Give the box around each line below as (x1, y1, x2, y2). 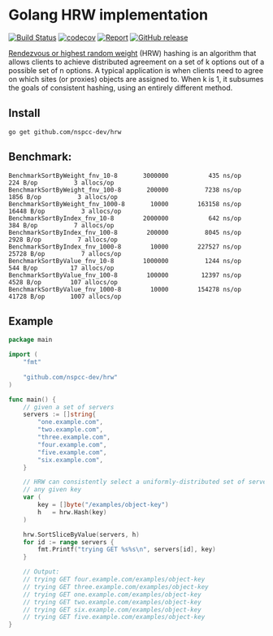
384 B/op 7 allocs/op (8, 221, 115, 229)
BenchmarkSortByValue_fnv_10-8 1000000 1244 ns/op (8, 257, 242, 265)
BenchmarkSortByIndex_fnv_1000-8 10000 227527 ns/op (8, 242, 242, 251)
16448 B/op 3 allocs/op (8, 207, 122, 215)
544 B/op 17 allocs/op (8, 264, 115, 272)
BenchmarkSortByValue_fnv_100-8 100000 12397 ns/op (8, 270, 242, 279)
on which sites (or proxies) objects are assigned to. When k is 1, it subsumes (8, 74, 264, 84)
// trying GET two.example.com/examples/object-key (23, 598, 201, 606)
